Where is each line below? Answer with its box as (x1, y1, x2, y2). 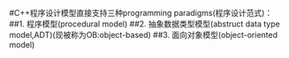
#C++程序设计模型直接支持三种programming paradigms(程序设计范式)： (9, 8, 273, 18)
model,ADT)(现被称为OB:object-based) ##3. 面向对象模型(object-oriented (9, 30, 278, 40)
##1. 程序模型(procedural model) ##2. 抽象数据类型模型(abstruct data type (9, 18, 280, 29)
